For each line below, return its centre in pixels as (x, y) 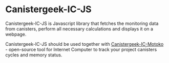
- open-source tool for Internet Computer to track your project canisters (81, 49)
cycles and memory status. (34, 55)
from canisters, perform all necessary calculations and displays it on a (79, 28)
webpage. (16, 34)
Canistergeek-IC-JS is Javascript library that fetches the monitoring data (82, 23)
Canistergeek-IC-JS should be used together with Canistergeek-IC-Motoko (84, 44)
